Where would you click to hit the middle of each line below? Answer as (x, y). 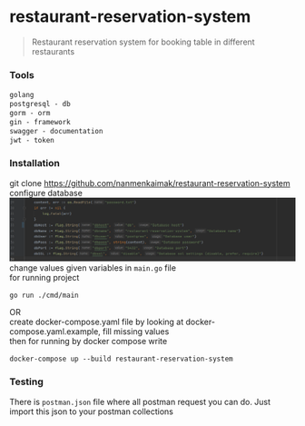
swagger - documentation (56, 132)
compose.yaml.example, (55, 332)
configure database (46, 193)
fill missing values (136, 332)
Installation (35, 163)
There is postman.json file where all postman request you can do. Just (140, 401)
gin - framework (40, 123)
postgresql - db (40, 104)
